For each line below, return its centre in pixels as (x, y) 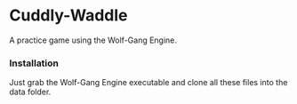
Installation (34, 63)
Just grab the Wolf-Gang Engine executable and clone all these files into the (148, 83)
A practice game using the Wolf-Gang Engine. (93, 40)
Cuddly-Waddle (68, 16)
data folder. (30, 92)
